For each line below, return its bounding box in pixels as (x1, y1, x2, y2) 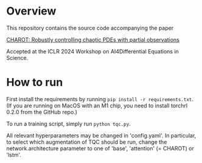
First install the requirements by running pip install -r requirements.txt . (6, 95, 193, 102)
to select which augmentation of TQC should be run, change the (6, 138, 167, 145)
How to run (6, 76, 63, 89)
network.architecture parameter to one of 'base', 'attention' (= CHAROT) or (6, 144, 195, 152)
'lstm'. (6, 151, 21, 158)
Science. (6, 54, 29, 61)
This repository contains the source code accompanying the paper (6, 24, 174, 32)
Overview (6, 4, 57, 18)
